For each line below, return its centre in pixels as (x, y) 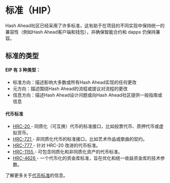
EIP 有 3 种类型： (23, 70)
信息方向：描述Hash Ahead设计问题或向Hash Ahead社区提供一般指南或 (87, 95)
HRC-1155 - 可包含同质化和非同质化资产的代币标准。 (68, 151)
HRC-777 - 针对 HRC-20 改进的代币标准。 (56, 145)
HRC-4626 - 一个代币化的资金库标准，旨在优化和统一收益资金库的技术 (87, 158)
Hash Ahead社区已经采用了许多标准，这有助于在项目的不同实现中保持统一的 (85, 25)
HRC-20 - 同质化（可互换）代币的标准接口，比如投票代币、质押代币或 (86, 126)
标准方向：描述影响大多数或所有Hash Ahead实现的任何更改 (75, 82)
